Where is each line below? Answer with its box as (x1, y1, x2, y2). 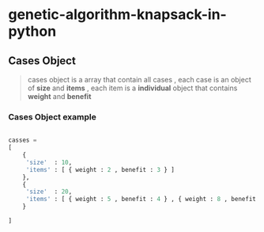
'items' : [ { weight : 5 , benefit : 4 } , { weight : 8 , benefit (25, 196, 257, 203)
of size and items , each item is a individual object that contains (27, 83, 238, 93)
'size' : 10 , (25, 158, 73, 166)
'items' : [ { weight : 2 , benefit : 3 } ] (25, 165, 175, 173)
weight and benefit (27, 92, 92, 101)
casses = (8, 136, 37, 144)
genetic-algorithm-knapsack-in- (8, 6, 227, 24)
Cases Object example (8, 111, 96, 122)
